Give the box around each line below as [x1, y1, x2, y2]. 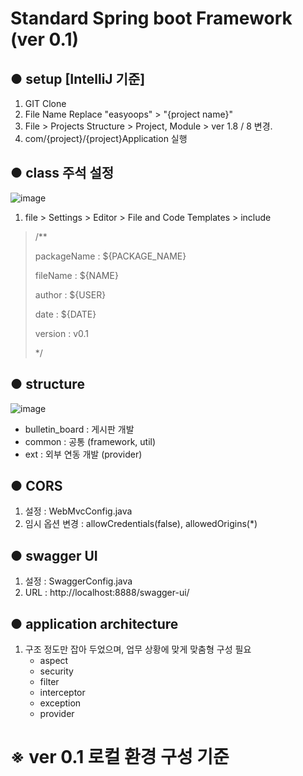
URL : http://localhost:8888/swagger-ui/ [24, 587, 190, 599]
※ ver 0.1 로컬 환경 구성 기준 [10, 746, 230, 769]
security [39, 665, 74, 677]
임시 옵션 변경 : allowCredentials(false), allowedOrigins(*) [24, 518, 258, 530]
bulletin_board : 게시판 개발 [24, 423, 135, 435]
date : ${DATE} [34, 308, 97, 320]
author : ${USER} [34, 288, 107, 301]
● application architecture [10, 615, 179, 632]
